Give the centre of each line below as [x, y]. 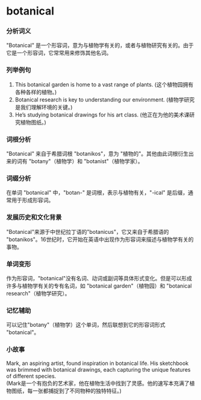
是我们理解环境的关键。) [44, 107]
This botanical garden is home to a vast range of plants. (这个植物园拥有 [104, 84]
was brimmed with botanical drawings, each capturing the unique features [98, 369]
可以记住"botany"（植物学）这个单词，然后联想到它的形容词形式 [86, 325]
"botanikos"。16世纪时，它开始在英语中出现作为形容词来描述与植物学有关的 [100, 239]
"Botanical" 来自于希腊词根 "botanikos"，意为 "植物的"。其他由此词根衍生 [97, 154]
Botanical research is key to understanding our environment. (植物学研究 [105, 99]
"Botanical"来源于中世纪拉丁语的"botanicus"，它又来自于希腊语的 [88, 231]
